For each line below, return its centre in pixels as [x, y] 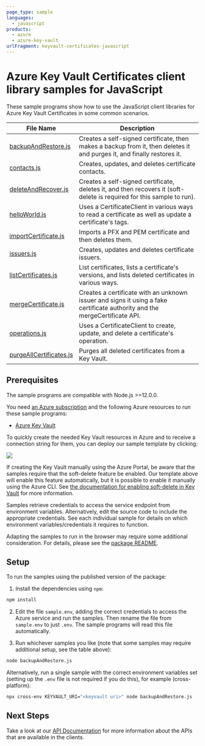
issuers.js [23, 253]
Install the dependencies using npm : [59, 588]
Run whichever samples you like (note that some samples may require [103, 643]
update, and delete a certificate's [126, 333]
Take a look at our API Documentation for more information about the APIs [99, 731]
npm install [21, 600]
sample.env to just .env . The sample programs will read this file [94, 625]
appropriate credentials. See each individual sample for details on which [97, 518]
